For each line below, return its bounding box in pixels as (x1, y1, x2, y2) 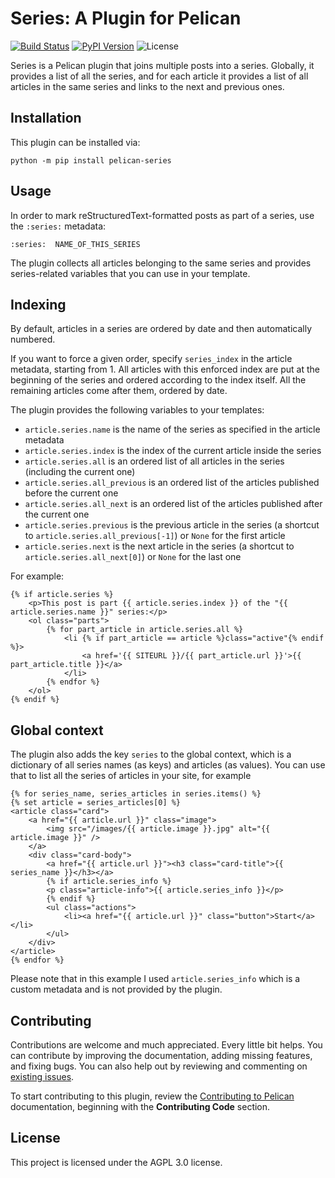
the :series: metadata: (10, 220, 107, 232)
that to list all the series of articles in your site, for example (10, 770, 252, 782)
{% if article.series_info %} (46, 877, 172, 887)
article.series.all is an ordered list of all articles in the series (24, 455, 285, 467)
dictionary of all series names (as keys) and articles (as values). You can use (10, 759, 326, 771)
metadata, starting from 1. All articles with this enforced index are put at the (10, 363, 321, 376)
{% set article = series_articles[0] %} (10, 798, 182, 808)
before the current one (24, 487, 119, 499)
